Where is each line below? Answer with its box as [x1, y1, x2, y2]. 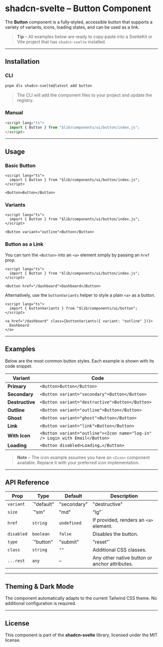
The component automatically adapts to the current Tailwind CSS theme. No [5, 595, 157, 601]
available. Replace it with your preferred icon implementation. [16, 459, 140, 465]
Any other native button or [92, 554, 152, 561]
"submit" [59, 539, 79, 546]
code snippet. [5, 363, 33, 369]
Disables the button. [92, 531, 138, 537]
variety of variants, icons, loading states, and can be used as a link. [5, 24, 140, 30]
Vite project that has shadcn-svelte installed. [16, 38, 106, 44]
